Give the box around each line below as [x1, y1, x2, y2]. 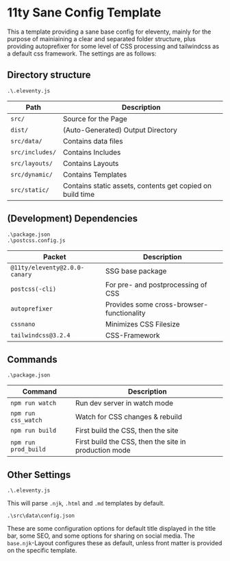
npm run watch [10, 399, 57, 407]
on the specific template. [7, 547, 77, 555]
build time [62, 189, 94, 199]
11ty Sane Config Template [7, 5, 162, 21]
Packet [43, 252, 66, 261]
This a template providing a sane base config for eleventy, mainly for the [7, 27, 212, 36]
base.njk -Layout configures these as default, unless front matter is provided [7, 539, 222, 547]
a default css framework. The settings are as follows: [7, 49, 157, 58]
